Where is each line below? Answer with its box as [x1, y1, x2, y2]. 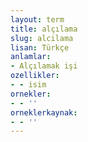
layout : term [10, 14, 65, 25]
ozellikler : [10, 71, 60, 81]
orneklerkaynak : [10, 107, 78, 118]
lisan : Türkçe [10, 42, 70, 53]
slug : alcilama [10, 33, 74, 43]
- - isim [10, 80, 47, 90]
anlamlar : [10, 52, 52, 62]
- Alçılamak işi [10, 61, 78, 71]
